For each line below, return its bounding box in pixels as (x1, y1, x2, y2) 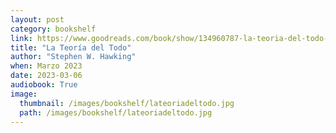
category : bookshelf (10, 24, 97, 34)
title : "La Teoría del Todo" (10, 42, 132, 53)
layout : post (10, 14, 65, 25)
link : (10, 33, 33, 43)
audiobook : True (10, 80, 78, 90)
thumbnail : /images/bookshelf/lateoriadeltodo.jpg (19, 98, 235, 108)
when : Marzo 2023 (10, 61, 83, 71)
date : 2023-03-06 (10, 71, 83, 81)
